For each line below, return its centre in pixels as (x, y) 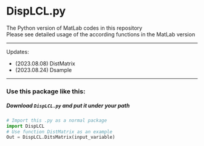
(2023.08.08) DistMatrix (45, 63)
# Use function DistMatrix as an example (59, 131)
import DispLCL (25, 126)
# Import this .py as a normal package (57, 120)
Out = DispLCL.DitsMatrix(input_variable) (61, 138)
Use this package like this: (46, 91)
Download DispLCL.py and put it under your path (68, 106)
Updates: (18, 51)
